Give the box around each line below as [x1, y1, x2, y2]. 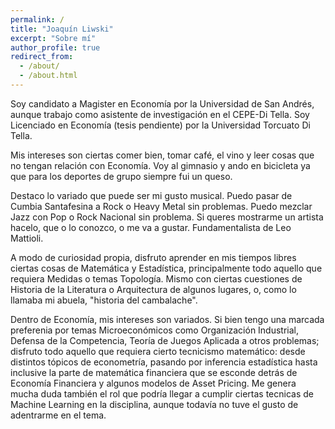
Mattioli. [10, 232, 44, 244]
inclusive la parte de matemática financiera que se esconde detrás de [10, 366, 298, 378]
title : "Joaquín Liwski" [10, 24, 114, 34]
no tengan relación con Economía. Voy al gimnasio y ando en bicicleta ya [10, 159, 311, 171]
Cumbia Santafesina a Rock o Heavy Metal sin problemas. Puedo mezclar [10, 200, 313, 212]
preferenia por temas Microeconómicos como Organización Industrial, [10, 324, 300, 336]
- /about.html [19, 71, 78, 81]
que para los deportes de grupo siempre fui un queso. [10, 170, 233, 182]
